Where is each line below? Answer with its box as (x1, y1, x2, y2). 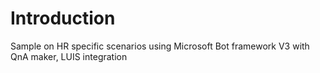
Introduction (10, 7, 116, 30)
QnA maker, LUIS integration (10, 50, 128, 62)
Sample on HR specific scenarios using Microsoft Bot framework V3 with (10, 40, 310, 52)
